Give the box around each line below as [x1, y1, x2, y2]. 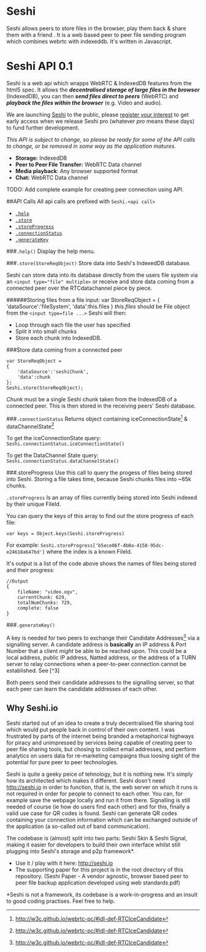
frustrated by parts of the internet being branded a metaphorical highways [6, 732, 194, 740]
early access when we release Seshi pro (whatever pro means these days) [6, 117, 195, 125]
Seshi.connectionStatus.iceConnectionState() [6, 441, 124, 447]
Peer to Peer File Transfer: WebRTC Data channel [15, 161, 142, 168]
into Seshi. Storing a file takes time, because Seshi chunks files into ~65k [6, 476, 191, 483]
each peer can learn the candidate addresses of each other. [6, 685, 158, 692]
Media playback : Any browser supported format [15, 167, 138, 174]
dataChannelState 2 [6, 422, 55, 430]
